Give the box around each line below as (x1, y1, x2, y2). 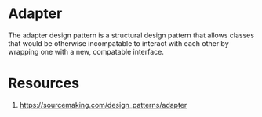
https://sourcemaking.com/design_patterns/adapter (19, 100, 187, 109)
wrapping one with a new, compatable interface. (8, 47, 165, 56)
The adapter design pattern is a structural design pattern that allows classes (8, 30, 255, 40)
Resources (8, 75, 80, 92)
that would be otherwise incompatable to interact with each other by (8, 38, 229, 48)
